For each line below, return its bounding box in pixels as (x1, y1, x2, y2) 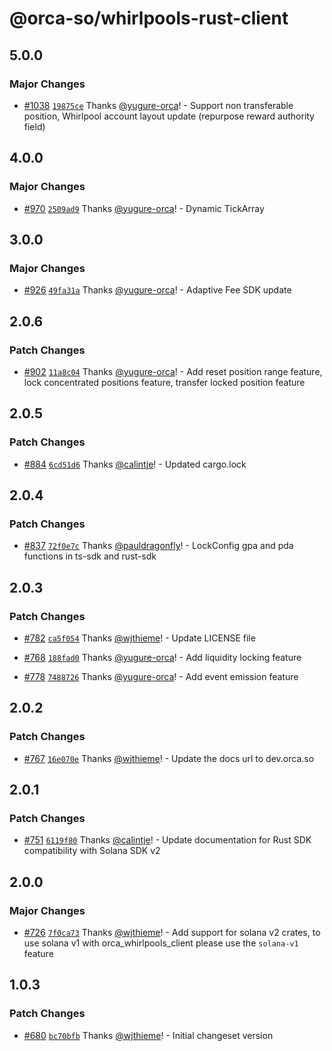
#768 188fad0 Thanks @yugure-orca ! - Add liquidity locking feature (23, 652, 302, 663)
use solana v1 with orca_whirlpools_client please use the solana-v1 (23, 937, 299, 949)
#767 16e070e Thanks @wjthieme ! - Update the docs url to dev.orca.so (23, 752, 315, 764)
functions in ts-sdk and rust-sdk (23, 550, 157, 562)
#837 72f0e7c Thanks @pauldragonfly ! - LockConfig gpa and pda (23, 540, 294, 552)
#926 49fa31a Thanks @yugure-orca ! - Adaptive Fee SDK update (23, 284, 292, 296)
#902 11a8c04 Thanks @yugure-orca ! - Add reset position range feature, (23, 365, 323, 377)
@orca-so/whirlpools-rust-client (9, 7, 289, 30)
